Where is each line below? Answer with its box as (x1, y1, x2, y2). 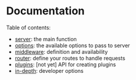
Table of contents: (6, 24, 51, 31)
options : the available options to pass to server (14, 42, 130, 49)
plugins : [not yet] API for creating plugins (14, 61, 116, 68)
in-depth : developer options (14, 67, 84, 74)
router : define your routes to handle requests (14, 54, 125, 61)
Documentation (6, 4, 85, 18)
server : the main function (14, 35, 77, 42)
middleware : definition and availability (14, 48, 109, 55)
